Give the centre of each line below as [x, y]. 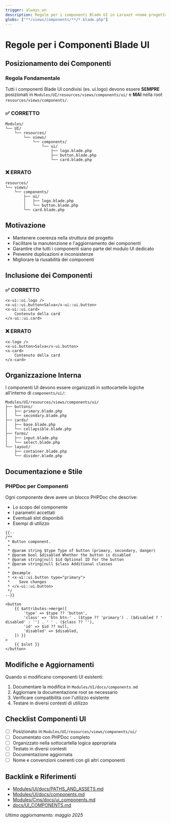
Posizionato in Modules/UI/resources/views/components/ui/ [75, 731]
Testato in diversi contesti [40, 748]
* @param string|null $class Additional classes [60, 564]
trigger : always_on [26, 10]
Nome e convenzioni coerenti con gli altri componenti [69, 760]
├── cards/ [17, 420]
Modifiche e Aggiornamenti [50, 664]
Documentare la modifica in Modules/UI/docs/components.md [75, 687]
